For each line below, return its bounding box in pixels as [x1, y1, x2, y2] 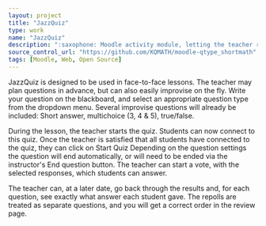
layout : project [8, 11, 62, 20]
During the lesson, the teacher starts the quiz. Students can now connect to [8, 126, 256, 135]
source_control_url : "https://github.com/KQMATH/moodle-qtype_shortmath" [8, 48, 257, 56]
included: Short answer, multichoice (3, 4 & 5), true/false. [8, 111, 195, 120]
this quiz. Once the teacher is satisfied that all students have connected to [8, 134, 250, 144]
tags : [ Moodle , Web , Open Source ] [8, 56, 123, 64]
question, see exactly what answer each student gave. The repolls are [8, 191, 237, 202]
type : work [8, 26, 44, 34]
